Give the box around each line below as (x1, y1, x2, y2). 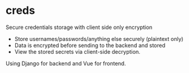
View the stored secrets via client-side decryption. (14, 48, 141, 55)
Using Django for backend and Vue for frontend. (5, 60, 127, 67)
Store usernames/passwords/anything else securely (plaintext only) (14, 35, 184, 42)
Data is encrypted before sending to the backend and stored (14, 42, 166, 49)
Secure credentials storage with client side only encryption (5, 24, 153, 31)
